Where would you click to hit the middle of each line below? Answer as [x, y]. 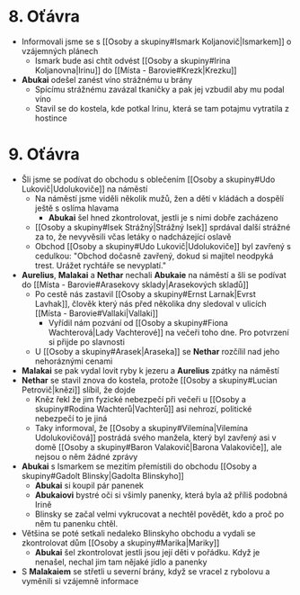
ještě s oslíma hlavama [77, 208]
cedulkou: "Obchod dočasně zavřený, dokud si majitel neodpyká [154, 256]
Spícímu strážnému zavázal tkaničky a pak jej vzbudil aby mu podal [159, 89]
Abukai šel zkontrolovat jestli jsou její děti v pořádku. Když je [147, 552]
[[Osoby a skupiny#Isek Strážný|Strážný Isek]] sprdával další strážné [163, 227]
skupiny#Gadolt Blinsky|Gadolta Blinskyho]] [103, 475]
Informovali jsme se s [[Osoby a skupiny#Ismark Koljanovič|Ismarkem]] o [156, 41]
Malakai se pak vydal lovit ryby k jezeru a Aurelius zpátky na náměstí [150, 370]
